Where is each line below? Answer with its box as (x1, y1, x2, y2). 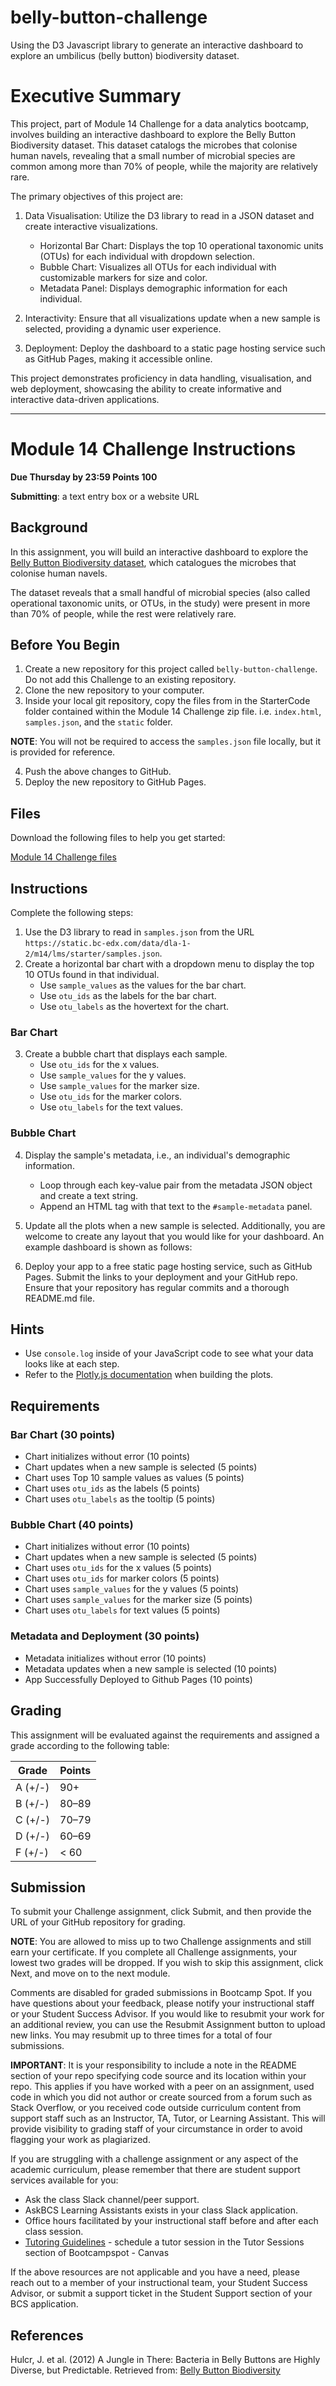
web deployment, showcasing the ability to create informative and (10, 382, 282, 395)
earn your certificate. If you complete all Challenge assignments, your (10, 1946, 298, 1958)
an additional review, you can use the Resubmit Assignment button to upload (10, 2019, 326, 2031)
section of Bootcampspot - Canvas (24, 2247, 170, 2259)
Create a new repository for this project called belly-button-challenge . (24, 663, 318, 675)
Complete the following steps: (10, 907, 134, 919)
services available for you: (10, 2174, 119, 2186)
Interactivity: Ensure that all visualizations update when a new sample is (24, 312, 321, 324)
